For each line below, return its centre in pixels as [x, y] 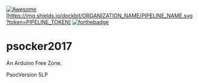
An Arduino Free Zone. [34, 63]
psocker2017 [39, 47]
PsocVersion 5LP [27, 75]
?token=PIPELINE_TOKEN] [39, 22]
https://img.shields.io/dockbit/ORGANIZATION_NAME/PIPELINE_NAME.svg [100, 16]
